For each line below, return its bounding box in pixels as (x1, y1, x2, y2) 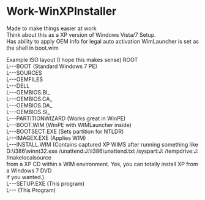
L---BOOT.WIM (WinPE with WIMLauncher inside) (6, 121, 132, 128)
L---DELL (6, 82, 30, 90)
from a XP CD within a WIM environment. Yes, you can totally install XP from (6, 160, 198, 167)
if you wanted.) (6, 173, 45, 180)
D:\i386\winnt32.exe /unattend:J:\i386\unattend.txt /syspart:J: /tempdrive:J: (6, 147, 199, 155)
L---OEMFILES (6, 75, 43, 83)
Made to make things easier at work (6, 25, 97, 32)
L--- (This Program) (6, 186, 56, 194)
